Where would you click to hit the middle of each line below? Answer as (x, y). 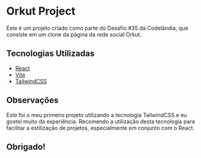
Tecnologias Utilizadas (51, 54)
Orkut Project (41, 11)
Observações (33, 101)
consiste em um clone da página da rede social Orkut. (74, 34)
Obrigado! (26, 147)
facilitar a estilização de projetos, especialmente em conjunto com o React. (100, 128)
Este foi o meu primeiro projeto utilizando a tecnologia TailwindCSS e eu (97, 115)
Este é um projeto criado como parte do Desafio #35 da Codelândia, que (97, 28)
